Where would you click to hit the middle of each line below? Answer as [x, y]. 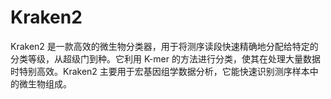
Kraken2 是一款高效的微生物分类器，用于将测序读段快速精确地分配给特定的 [164, 46]
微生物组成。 [45, 83]
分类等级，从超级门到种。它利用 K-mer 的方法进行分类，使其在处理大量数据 [165, 58]
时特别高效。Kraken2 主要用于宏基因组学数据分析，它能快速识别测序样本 [160, 71]
